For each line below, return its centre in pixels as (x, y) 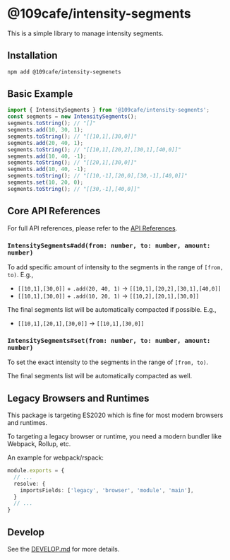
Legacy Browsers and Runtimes (78, 398)
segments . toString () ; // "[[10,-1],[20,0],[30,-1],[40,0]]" (98, 176)
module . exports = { (36, 471)
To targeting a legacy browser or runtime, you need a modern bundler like (115, 436)
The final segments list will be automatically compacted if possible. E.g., (112, 309)
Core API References (54, 211)
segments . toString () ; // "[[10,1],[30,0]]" (72, 136)
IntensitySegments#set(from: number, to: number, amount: (109, 340)
